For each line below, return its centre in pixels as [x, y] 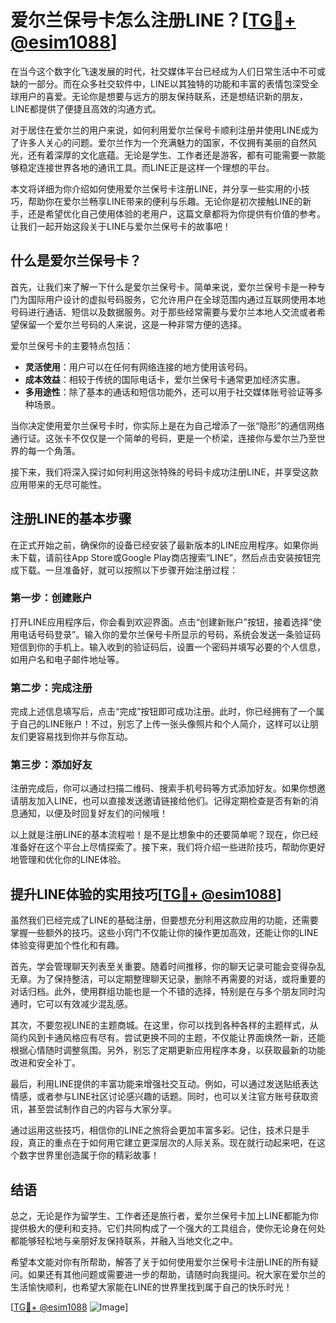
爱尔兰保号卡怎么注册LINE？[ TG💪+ [153, 20]
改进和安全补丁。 [45, 1063]
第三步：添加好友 [51, 765]
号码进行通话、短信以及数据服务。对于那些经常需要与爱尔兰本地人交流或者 [163, 312]
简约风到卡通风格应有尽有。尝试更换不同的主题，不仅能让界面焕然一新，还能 [168, 1038]
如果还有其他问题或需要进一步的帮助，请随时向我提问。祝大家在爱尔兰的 [176, 1275]
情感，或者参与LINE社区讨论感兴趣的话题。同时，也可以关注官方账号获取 [160, 1097]
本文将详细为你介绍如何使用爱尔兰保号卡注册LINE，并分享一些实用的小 [156, 188]
